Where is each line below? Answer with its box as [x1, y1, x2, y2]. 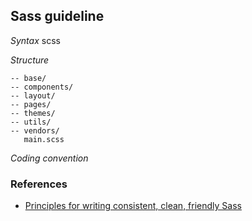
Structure [10, 54, 50, 66]
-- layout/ [10, 90, 56, 101]
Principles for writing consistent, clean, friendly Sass [24, 200, 242, 212]
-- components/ [10, 82, 74, 92]
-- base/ [10, 73, 47, 83]
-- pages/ [10, 99, 52, 109]
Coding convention [10, 152, 89, 164]
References [10, 177, 68, 191]
